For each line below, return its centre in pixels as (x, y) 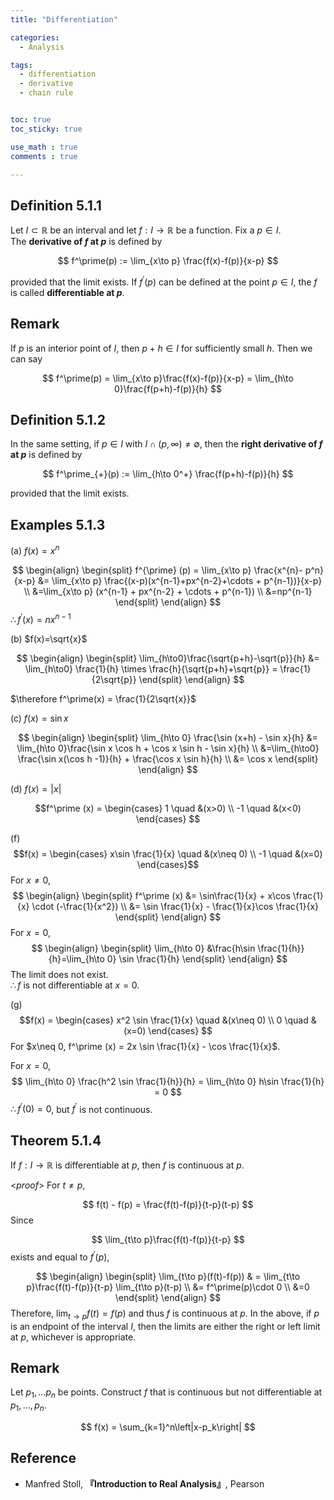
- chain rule (46, 93)
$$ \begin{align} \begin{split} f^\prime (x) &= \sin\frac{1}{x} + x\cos (151, 895)
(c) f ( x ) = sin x (39, 718)
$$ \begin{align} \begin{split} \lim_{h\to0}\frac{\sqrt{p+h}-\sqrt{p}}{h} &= (168, 658)
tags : (21, 65)
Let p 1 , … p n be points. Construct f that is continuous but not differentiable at (166, 1393)
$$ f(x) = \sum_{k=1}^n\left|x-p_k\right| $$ (168, 1427)
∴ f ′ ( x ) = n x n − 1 (41, 618)
